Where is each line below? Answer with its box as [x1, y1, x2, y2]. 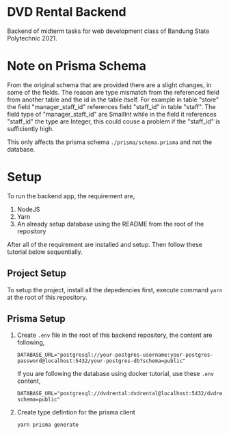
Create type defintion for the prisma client [16, 408, 135, 416]
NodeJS [16, 205, 40, 213]
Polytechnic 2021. [7, 34, 57, 42]
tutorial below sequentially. [7, 248, 83, 256]
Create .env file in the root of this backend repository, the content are [16, 331, 213, 340]
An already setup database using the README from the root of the [16, 220, 204, 228]
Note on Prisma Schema [7, 58, 147, 74]
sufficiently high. [7, 124, 55, 132]
